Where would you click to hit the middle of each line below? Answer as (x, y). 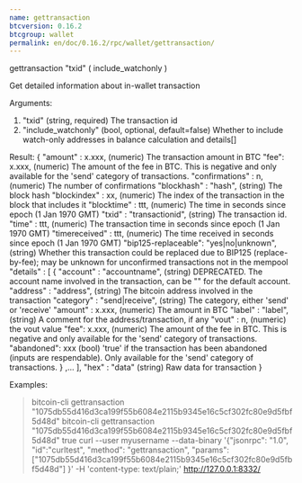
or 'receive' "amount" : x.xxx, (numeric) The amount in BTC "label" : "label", (149, 310)
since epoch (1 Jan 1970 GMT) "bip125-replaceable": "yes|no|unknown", (143, 243)
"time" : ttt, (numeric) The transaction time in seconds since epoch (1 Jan (145, 224)
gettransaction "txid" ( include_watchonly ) (89, 68)
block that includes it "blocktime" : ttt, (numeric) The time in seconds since (147, 205)
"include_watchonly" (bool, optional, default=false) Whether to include (153, 130)
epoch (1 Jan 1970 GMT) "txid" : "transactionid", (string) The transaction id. (148, 215)
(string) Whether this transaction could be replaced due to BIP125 (130, 253)
